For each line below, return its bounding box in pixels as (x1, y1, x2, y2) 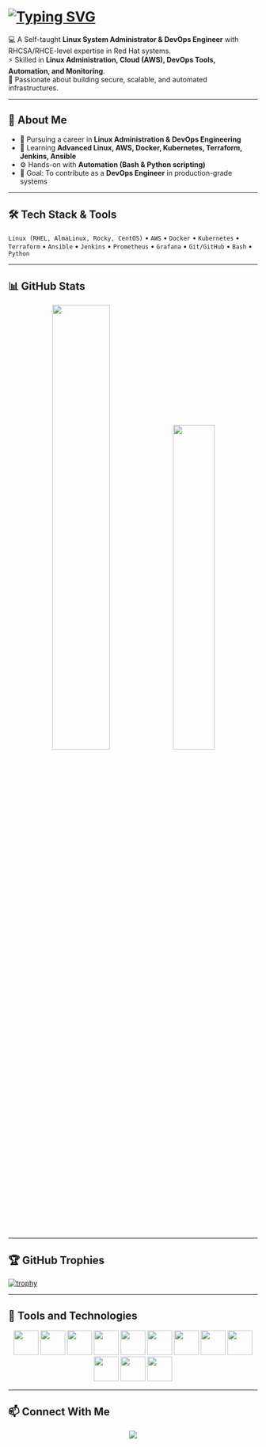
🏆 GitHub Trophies (8, 1253, 105, 1267)
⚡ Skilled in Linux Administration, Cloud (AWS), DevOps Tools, (8, 55, 216, 64)
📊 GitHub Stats (8, 279, 85, 293)
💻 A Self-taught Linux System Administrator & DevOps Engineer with (8, 34, 239, 44)
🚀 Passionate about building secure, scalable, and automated (8, 74, 207, 84)
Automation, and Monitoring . (8, 66, 105, 75)
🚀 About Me (8, 113, 67, 127)
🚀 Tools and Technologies (8, 1308, 138, 1322)
